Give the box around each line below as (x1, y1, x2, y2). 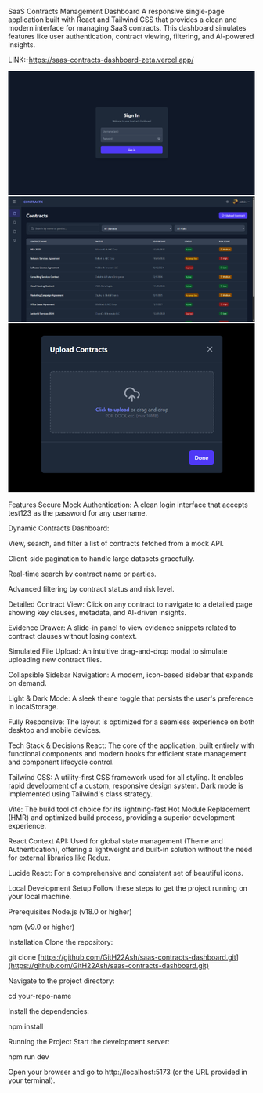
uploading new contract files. (8, 655, 103, 665)
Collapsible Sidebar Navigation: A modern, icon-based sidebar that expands (8, 670, 254, 679)
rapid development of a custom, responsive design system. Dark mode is (8, 781, 244, 791)
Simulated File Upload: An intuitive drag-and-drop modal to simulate (8, 647, 228, 656)
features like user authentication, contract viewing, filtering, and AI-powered (8, 31, 254, 41)
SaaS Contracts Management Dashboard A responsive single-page (8, 7, 225, 16)
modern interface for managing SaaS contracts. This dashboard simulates (8, 24, 247, 32)
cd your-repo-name (8, 992, 72, 1001)
